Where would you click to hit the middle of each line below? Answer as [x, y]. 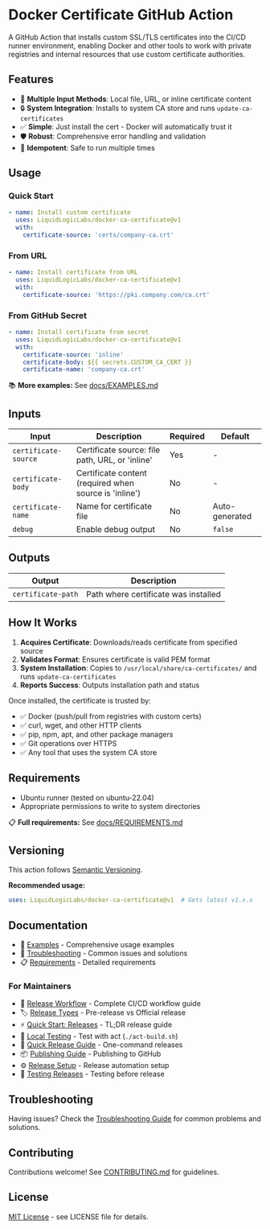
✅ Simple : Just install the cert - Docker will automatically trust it [126, 126]
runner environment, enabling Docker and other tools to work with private [130, 45]
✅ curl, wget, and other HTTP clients [81, 725]
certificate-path [45, 594]
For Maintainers [40, 986]
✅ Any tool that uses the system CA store [88, 752]
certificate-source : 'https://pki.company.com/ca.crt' [117, 295]
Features [31, 79]
